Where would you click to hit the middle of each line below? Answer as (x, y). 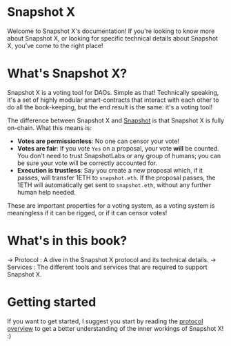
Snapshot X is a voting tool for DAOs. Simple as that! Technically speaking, (113, 92)
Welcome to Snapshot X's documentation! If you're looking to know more (111, 31)
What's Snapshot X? (67, 74)
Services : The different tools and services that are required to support (108, 267)
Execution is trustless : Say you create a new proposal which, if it (110, 170)
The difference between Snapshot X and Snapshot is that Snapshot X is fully (116, 120)
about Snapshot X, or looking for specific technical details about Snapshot (113, 38)
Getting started (52, 302)
